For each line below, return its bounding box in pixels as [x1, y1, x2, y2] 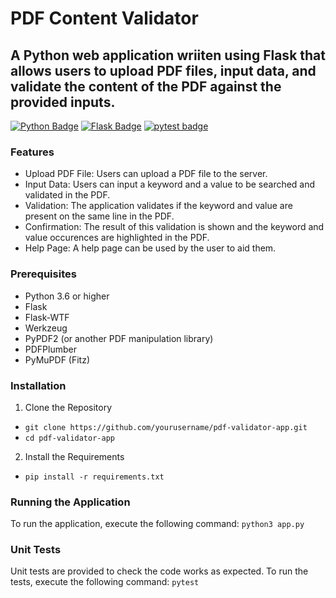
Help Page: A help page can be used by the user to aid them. [24, 242, 277, 254]
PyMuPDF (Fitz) [24, 353, 91, 366]
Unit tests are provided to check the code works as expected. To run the [10, 565, 309, 577]
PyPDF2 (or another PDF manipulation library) [24, 332, 214, 344]
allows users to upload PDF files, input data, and [10, 62, 317, 79]
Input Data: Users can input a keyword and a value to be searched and [24, 178, 316, 191]
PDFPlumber [24, 343, 77, 355]
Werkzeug [24, 322, 68, 334]
